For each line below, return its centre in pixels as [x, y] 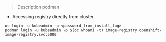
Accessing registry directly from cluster [53, 17]
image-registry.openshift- [134, 30]
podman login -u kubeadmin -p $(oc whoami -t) [54, 30]
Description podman [38, 7]
